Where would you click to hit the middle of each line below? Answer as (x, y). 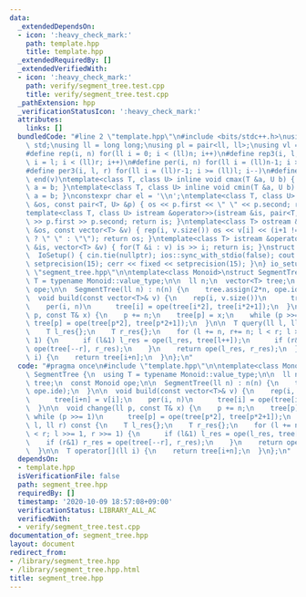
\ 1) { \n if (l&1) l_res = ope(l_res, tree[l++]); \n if (154, 340)
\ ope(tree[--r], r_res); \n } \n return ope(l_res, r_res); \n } (163, 349)
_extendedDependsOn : (56, 26)
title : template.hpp (65, 52)
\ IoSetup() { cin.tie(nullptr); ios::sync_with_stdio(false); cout (161, 256)
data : (20, 18)
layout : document (42, 544)
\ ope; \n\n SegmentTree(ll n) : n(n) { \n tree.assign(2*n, (148, 289)
